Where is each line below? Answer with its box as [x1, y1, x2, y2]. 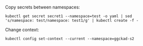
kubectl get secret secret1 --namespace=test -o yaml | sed [5, 14, 133, 19]
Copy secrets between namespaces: [5, 4, 80, 10]
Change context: [5, 27, 39, 33]
